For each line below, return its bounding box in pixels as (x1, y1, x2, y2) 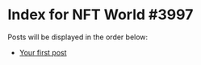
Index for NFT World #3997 (7, 6, 194, 24)
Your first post (19, 47, 67, 57)
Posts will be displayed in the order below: (7, 32, 149, 42)
